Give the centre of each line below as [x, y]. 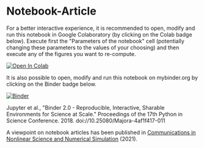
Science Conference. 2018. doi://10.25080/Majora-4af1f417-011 [86, 121]
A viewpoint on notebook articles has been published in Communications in [101, 132]
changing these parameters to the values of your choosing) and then [93, 48]
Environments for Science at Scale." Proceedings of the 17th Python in [95, 114]
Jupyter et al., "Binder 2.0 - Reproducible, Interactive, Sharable [86, 107]
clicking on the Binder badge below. [51, 84]
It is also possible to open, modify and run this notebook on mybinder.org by [102, 77]
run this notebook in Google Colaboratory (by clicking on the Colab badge [99, 34]
